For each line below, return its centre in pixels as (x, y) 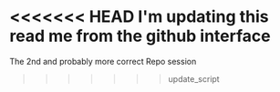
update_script (194, 78)
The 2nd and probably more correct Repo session (103, 61)
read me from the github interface (140, 36)
